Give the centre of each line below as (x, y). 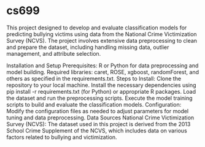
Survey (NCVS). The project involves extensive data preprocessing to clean (102, 40)
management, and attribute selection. (54, 53)
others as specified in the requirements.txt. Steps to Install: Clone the (94, 78)
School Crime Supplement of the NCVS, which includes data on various (97, 130)
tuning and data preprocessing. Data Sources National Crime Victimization (100, 118)
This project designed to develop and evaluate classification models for (97, 28)
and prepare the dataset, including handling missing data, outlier (88, 47)
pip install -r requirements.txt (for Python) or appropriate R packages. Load (101, 91)
